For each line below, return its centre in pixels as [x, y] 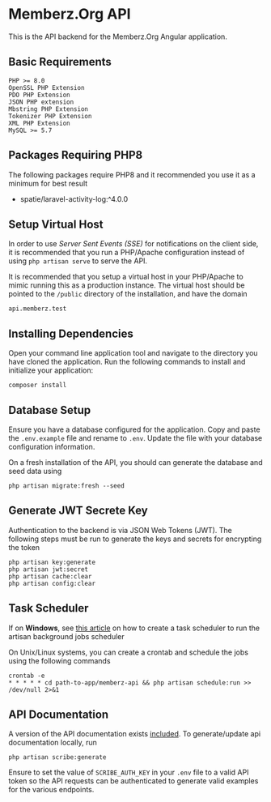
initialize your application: [51, 370]
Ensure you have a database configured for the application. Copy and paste [134, 429]
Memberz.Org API [70, 14]
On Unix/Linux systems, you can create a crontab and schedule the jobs [129, 652]
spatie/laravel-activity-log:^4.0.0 [74, 198]
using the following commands [59, 660]
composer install [38, 386]
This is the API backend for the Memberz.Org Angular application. [118, 36]
